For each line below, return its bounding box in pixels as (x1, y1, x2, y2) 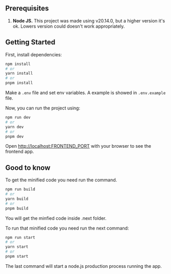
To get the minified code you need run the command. (5, 177, 117, 183)
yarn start (5, 244, 29, 249)
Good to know (5, 163, 51, 172)
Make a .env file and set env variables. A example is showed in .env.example (5, 89, 166, 96)
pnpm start (5, 254, 29, 259)
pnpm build (5, 205, 29, 211)
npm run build (5, 187, 36, 192)
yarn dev (5, 124, 24, 129)
